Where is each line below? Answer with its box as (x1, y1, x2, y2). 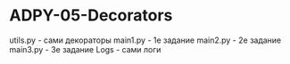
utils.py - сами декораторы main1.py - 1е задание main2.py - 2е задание (9, 35, 282, 45)
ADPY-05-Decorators (9, 5, 173, 26)
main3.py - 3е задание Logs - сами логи (9, 44, 162, 54)
